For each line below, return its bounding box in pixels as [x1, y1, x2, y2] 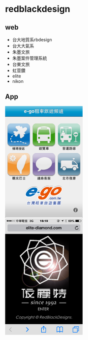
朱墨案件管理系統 [12, 55, 47, 61]
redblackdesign [5, 3, 70, 15]
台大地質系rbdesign [12, 37, 53, 42]
